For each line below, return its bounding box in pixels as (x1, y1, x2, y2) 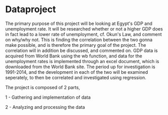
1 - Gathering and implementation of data (5, 94, 91, 100)
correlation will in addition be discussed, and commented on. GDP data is (5, 47, 158, 53)
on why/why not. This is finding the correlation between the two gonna (5, 37, 153, 43)
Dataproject (5, 4, 56, 15)
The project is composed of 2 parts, (5, 84, 80, 90)
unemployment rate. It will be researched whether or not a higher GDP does (5, 25, 163, 32)
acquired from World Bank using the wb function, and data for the (5, 52, 143, 59)
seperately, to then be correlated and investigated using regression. (5, 74, 147, 80)
